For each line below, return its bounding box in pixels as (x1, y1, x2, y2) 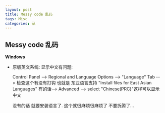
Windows (5, 54, 25, 60)
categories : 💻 (5, 21, 36, 26)
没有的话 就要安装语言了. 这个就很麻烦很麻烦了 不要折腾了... (12, 103, 134, 109)
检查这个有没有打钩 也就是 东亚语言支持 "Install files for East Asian (16, 80, 152, 86)
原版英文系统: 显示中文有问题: (12, 64, 73, 70)
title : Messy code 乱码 (5, 12, 53, 17)
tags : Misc (5, 16, 28, 21)
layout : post (5, 7, 32, 12)
